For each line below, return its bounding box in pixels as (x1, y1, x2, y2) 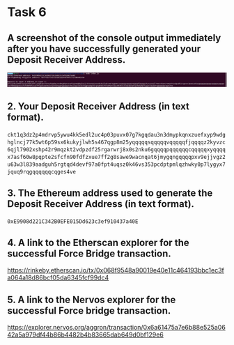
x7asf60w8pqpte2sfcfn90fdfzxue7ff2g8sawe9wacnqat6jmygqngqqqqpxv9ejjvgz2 (7, 153, 226, 160)
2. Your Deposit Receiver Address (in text (7, 100, 189, 112)
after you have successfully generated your (7, 43, 201, 54)
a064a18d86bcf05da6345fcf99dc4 (7, 273, 109, 282)
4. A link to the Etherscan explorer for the (7, 236, 189, 248)
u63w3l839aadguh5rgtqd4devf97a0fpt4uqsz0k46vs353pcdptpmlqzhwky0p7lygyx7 (7, 161, 226, 168)
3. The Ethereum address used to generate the (7, 187, 213, 199)
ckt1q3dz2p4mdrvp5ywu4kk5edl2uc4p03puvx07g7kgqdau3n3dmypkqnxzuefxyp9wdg (7, 131, 226, 138)
